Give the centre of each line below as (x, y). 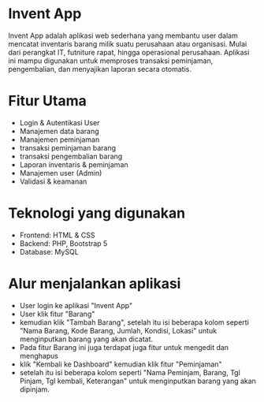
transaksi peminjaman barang (68, 147)
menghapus (39, 355)
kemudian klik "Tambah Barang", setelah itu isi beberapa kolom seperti (134, 322)
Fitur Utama (47, 101)
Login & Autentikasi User (59, 122)
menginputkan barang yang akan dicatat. (86, 339)
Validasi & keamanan (53, 181)
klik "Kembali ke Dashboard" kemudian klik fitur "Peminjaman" (121, 364)
